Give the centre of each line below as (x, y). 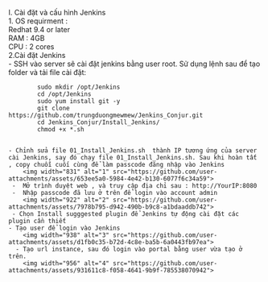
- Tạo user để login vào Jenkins (64, 228)
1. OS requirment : (38, 21)
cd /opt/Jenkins (64, 94)
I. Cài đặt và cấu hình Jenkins (57, 12)
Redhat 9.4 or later (39, 29)
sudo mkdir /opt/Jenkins (79, 87)
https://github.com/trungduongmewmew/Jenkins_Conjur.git (106, 115)
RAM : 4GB (27, 38)
